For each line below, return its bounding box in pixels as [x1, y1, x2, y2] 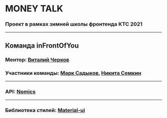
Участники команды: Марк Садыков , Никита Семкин [5, 69, 142, 76]
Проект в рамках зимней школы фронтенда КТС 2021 [5, 21, 143, 28]
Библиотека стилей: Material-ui [5, 107, 85, 114]
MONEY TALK [5, 3, 64, 14]
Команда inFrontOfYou [5, 41, 79, 50]
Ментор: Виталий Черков [5, 56, 70, 63]
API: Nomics [5, 88, 36, 95]
